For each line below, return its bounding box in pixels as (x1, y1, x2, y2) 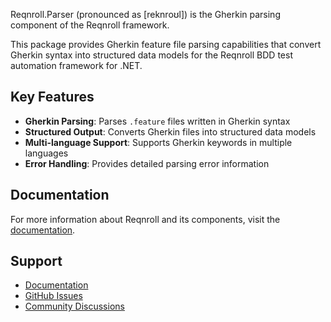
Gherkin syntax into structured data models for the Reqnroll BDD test (10, 49, 293, 61)
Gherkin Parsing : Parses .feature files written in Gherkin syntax (24, 115, 291, 127)
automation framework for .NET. (10, 60, 143, 71)
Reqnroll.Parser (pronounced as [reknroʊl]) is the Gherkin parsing (10, 9, 281, 20)
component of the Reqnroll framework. (10, 19, 170, 31)
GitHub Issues (24, 290, 83, 302)
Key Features (10, 89, 95, 106)
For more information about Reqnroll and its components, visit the (10, 213, 281, 225)
